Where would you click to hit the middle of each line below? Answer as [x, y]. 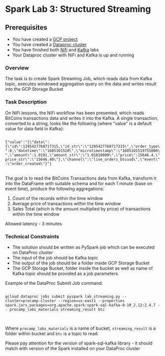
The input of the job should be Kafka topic [55, 257]
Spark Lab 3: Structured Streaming [78, 9]
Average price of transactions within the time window [66, 203]
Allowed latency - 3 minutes [34, 223]
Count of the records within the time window [58, 198]
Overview [17, 68]
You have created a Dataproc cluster [49, 45]
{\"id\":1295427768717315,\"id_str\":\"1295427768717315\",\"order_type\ [83, 146]
